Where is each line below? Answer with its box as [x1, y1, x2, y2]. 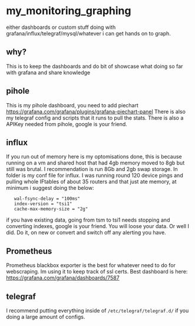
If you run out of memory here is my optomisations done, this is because [6, 153, 182, 160]
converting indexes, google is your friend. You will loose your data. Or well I [6, 223, 190, 230]
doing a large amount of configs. [6, 314, 85, 320]
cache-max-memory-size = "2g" [14, 206, 88, 212]
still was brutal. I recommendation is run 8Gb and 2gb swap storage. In [6, 166, 178, 173]
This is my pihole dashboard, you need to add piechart [6, 101, 138, 108]
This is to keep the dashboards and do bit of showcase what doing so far [6, 62, 183, 70]
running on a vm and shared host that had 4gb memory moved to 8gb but [6, 159, 185, 166]
